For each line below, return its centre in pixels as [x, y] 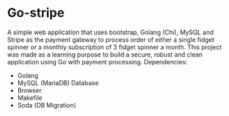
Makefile [30, 97]
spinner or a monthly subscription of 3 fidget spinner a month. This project [114, 47]
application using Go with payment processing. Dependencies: [97, 61]
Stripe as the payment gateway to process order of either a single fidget [111, 39]
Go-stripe [36, 13]
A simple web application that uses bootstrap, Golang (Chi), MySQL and [111, 32]
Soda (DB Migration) [47, 105]
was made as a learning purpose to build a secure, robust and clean [105, 55]
